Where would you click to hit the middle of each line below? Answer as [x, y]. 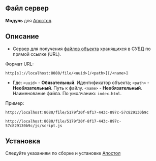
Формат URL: [20, 64]
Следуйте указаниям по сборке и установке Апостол [63, 153]
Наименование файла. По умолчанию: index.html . [67, 93]
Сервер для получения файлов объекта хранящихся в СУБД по [82, 49]
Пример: [15, 103]
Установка [23, 141]
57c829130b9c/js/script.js [34, 126]
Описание [22, 37]
